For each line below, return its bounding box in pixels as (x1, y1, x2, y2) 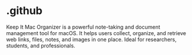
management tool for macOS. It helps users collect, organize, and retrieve (6, 29, 187, 36)
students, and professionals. (6, 42, 76, 49)
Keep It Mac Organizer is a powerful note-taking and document (6, 23, 161, 30)
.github (6, 4, 43, 18)
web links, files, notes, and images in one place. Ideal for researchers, (6, 36, 177, 43)
